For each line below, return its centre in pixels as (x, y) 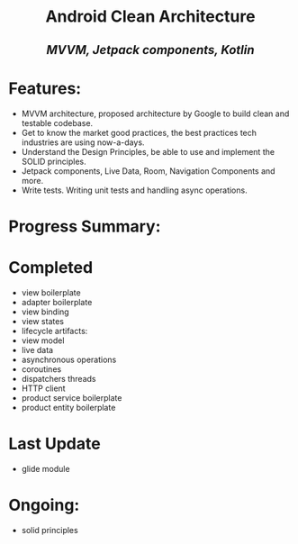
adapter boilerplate (57, 302)
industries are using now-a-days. (83, 142)
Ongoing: (44, 505)
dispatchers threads (59, 378)
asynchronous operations (69, 359)
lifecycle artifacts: (54, 331)
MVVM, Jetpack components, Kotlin (150, 50)
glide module (45, 468)
